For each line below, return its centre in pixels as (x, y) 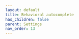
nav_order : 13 (20, 29)
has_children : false (27, 19)
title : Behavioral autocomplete (39, 15)
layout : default (22, 10)
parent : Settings (24, 24)
